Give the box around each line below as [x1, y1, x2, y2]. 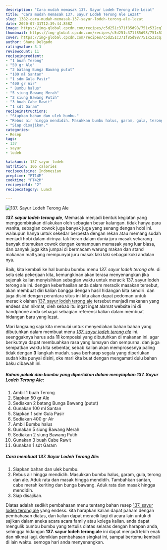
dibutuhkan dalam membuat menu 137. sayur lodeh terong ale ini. [5, 329, 139, 335]
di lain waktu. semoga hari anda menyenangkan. [5, 539, 105, 545]
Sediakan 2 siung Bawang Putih [12, 431, 78, 437]
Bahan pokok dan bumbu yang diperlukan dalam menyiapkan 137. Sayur [5, 372, 159, 378]
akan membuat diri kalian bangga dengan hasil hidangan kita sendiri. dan [5, 287, 155, 293]
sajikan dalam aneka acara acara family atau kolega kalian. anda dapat [5, 518, 150, 524]
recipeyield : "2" [5, 182, 42, 188]
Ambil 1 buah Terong [12, 389, 55, 395]
